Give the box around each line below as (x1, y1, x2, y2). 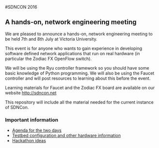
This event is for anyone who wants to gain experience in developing (5, 45, 143, 51)
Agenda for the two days (12, 128, 62, 133)
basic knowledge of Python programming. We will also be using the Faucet (5, 70, 155, 76)
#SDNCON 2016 (5, 4, 37, 10)
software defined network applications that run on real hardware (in (5, 50, 140, 56)
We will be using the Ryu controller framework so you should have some (5, 65, 149, 71)
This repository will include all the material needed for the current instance (5, 99, 154, 105)
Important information (5, 116, 59, 123)
